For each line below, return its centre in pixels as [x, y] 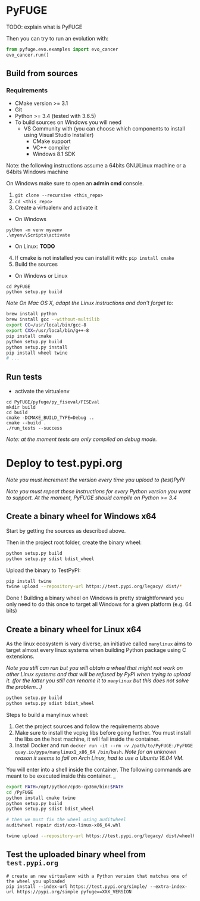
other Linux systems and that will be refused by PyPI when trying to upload [99, 675]
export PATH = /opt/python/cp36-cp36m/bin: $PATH [65, 787]
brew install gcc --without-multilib [53, 319]
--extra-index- [168, 886]
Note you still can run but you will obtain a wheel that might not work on [95, 668]
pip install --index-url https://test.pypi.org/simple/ [77, 886]
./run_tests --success [34, 428]
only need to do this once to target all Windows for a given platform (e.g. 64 [99, 604]
